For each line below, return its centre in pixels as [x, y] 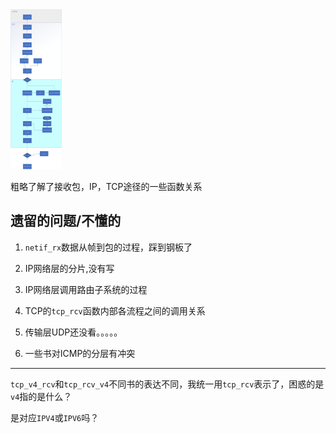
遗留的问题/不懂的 [66, 221]
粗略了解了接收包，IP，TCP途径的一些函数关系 [106, 186]
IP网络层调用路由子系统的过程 [86, 289]
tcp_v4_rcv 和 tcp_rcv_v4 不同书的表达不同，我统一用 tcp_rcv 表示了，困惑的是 [167, 384]
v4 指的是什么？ [41, 396]
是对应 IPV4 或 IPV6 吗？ [55, 417]
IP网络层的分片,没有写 [69, 268]
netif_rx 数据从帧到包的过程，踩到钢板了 [108, 247]
